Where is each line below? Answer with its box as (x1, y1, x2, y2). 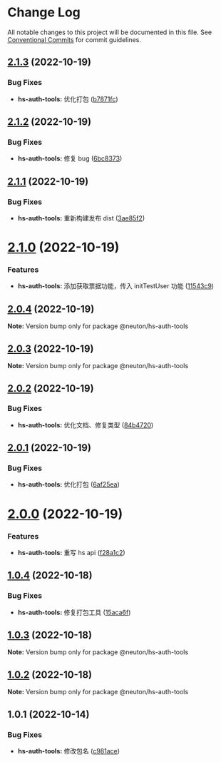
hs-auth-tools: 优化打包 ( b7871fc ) (17, 94, 119, 103)
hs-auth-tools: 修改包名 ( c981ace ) (17, 746, 120, 755)
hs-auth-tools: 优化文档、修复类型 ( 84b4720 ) (17, 420, 154, 429)
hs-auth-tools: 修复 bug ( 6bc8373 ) (17, 154, 123, 163)
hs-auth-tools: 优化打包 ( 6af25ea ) (17, 480, 120, 489)
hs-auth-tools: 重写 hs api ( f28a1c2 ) (17, 548, 126, 557)
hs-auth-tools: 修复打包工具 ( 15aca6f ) (17, 608, 131, 616)
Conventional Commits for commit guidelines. (7, 35, 141, 44)
